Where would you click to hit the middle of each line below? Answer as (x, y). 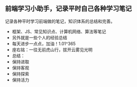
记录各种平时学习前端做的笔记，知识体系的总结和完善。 (60, 21)
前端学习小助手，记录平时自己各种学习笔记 (68, 9)
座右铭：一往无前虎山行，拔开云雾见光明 (52, 49)
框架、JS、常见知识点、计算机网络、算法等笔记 (59, 31)
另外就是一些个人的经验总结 (40, 37)
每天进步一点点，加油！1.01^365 (44, 43)
